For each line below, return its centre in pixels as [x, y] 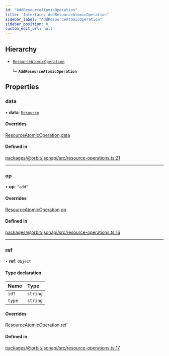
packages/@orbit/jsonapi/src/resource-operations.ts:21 [63, 158]
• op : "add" [17, 187]
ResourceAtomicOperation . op [36, 210]
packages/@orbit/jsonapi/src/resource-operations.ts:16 [63, 232]
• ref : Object [18, 261]
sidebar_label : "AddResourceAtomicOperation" [54, 19]
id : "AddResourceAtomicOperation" [41, 10]
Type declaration [23, 273]
